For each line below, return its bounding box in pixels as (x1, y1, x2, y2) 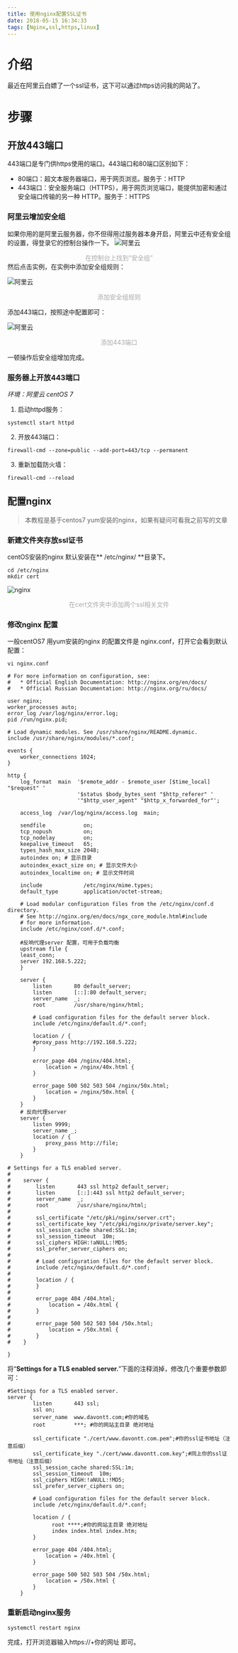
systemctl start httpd (7, 419, 74, 427)
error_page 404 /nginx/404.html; (33, 1057, 132, 1065)
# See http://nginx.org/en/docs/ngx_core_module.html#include (20, 913, 208, 921)
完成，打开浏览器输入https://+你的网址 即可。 (7, 1637, 140, 1646)
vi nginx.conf (7, 660, 50, 668)
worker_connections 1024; (20, 754, 97, 761)
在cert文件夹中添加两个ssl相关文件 (68, 600, 170, 609)
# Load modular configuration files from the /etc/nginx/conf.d (20, 901, 214, 908)
